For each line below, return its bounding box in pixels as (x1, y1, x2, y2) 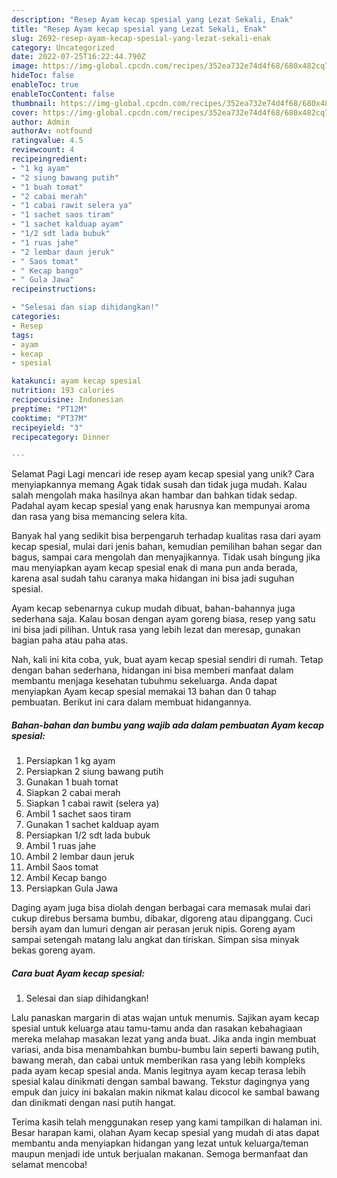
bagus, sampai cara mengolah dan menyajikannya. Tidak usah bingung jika (11, 551, 321, 563)
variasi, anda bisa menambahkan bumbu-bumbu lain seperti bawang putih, (11, 1044, 320, 1056)
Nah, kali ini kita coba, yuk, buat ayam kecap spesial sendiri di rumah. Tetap (11, 654, 324, 666)
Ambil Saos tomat (25, 861, 99, 873)
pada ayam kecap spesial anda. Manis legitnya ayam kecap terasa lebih (11, 1065, 306, 1077)
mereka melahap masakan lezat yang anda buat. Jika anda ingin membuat (11, 1033, 317, 1045)
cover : (11, 107, 39, 118)
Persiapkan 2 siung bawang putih (25, 766, 164, 778)
